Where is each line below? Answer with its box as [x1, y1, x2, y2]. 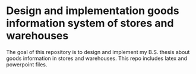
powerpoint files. [6, 60, 48, 68]
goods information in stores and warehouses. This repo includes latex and [6, 55, 188, 62]
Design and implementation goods [6, 4, 179, 18]
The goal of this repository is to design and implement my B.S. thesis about [6, 48, 190, 55]
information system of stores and [6, 16, 174, 30]
